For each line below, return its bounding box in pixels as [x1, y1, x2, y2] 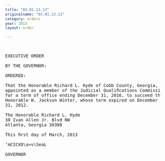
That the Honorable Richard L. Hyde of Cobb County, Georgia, [5, 83, 158, 89]
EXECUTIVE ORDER [5, 53, 44, 59]
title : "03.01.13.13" [5, 7, 50, 12]
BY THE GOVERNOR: [5, 63, 47, 69]
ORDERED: [5, 73, 26, 79]
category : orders [5, 16, 41, 21]
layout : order [5, 26, 34, 31]
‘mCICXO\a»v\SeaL [5, 142, 47, 148]
